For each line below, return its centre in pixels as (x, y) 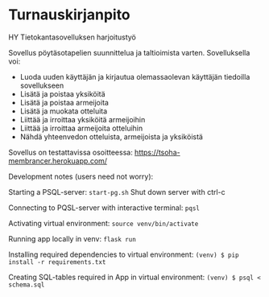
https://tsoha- (157, 152)
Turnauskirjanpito (69, 15)
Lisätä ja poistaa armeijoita (64, 102)
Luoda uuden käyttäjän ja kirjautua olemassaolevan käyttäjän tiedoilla (135, 76)
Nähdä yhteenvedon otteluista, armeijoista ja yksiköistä (112, 136)
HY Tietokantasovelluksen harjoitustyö (72, 37)
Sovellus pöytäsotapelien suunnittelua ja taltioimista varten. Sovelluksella (129, 52)
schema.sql (27, 285)
